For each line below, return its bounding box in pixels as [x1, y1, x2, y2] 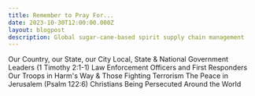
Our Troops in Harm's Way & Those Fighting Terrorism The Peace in [8, 71, 228, 80]
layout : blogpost [8, 26, 65, 34]
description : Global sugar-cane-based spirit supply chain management [8, 33, 245, 41]
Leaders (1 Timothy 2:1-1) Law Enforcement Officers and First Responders [8, 63, 248, 73]
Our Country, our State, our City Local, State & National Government [8, 55, 229, 64]
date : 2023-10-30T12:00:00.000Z [8, 19, 114, 27]
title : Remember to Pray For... [8, 11, 114, 20]
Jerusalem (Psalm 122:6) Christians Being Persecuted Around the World [8, 80, 242, 89]
